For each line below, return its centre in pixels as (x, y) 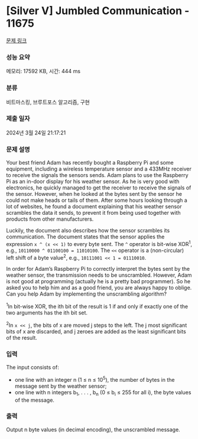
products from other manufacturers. (50, 219)
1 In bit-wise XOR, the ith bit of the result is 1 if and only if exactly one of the (97, 306)
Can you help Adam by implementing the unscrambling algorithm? (87, 294)
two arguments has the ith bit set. (47, 313)
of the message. (35, 400)
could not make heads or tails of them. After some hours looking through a (97, 200)
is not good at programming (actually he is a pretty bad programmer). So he (98, 281)
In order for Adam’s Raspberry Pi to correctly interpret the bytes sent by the (98, 269)
